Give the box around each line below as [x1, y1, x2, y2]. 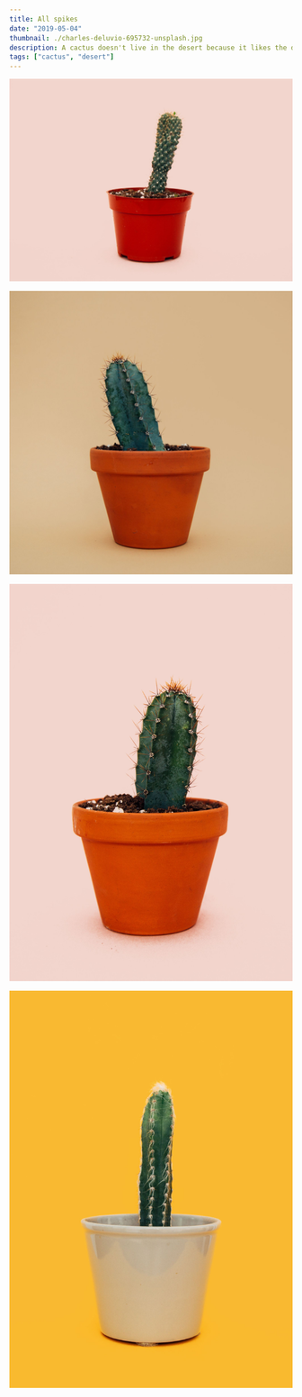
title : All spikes [9, 14, 78, 23]
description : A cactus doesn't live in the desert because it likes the [9, 43, 288, 52]
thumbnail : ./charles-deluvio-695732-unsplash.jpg [9, 33, 203, 42]
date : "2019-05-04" [9, 23, 83, 33]
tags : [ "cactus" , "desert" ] [9, 52, 115, 62]
